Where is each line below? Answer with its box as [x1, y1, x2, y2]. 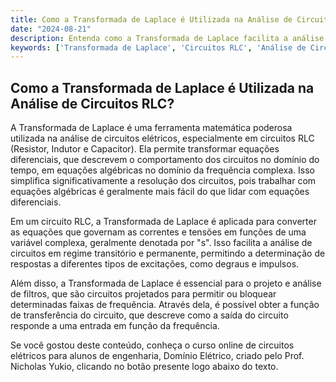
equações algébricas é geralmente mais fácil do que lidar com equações [10, 186, 310, 198]
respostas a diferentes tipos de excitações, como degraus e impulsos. [10, 258, 300, 270]
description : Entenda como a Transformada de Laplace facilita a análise [10, 33, 325, 43]
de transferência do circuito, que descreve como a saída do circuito [10, 309, 289, 321]
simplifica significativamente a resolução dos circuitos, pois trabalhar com [10, 175, 317, 187]
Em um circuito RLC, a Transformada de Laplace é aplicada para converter [10, 216, 317, 228]
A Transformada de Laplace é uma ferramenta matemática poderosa [10, 122, 293, 134]
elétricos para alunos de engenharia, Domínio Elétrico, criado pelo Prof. [10, 350, 305, 362]
